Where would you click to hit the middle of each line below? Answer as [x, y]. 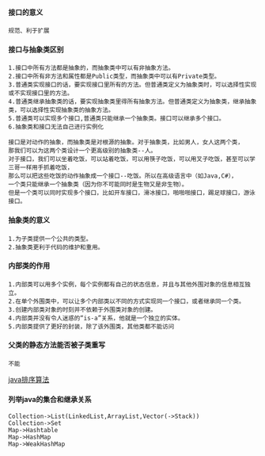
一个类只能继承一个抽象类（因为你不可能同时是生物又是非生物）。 [98, 185]
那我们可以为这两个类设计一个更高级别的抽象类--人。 [82, 151]
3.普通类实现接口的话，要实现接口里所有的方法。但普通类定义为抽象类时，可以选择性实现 [132, 85]
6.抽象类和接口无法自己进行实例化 [56, 127]
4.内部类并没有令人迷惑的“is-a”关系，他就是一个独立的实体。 [96, 318]
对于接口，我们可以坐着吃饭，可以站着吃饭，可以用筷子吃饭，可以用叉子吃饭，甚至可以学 [132, 159]
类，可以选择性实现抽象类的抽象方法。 [61, 110]
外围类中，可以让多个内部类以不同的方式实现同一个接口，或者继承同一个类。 [139, 301]
